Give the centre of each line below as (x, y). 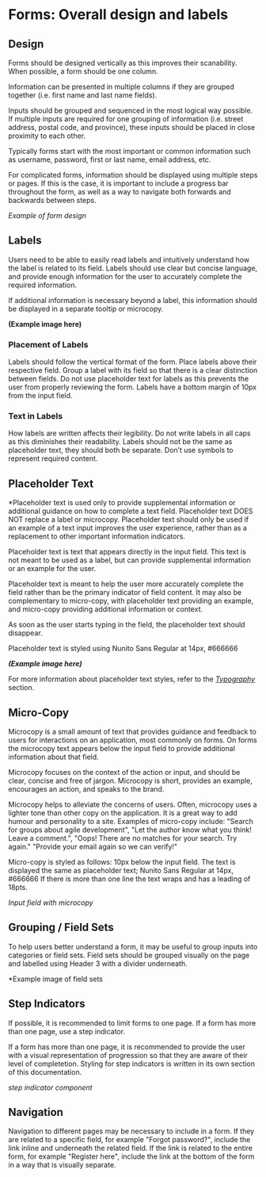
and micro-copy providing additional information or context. (106, 609)
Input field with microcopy (51, 903)
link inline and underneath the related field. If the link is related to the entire (131, 1148)
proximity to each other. (47, 136)
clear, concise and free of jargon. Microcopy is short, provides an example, (131, 781)
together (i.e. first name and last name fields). (83, 95)
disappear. (25, 633)
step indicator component (50, 1087)
